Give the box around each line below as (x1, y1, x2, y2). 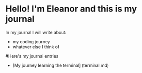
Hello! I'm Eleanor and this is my (5, 3, 137, 14)
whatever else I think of (12, 44, 60, 49)
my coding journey (12, 38, 50, 44)
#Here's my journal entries (5, 53, 59, 59)
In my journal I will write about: (5, 29, 67, 35)
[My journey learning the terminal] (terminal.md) (12, 62, 109, 68)
